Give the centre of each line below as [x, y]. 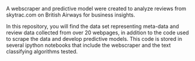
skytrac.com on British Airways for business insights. [71, 15]
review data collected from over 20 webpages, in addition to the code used [97, 33]
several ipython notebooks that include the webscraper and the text [89, 45]
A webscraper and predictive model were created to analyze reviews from [96, 9]
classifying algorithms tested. [42, 52]
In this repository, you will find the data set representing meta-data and [92, 26]
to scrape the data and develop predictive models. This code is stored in [94, 39]
